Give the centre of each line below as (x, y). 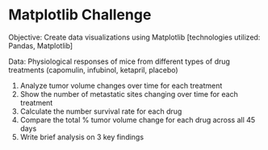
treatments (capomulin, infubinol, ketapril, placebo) (94, 69)
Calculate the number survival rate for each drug (101, 111)
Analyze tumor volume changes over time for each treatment (121, 85)
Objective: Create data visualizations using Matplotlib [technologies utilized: (134, 37)
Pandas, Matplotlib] (41, 45)
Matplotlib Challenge (80, 15)
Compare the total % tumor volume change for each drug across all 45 (138, 119)
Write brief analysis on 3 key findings (82, 137)
